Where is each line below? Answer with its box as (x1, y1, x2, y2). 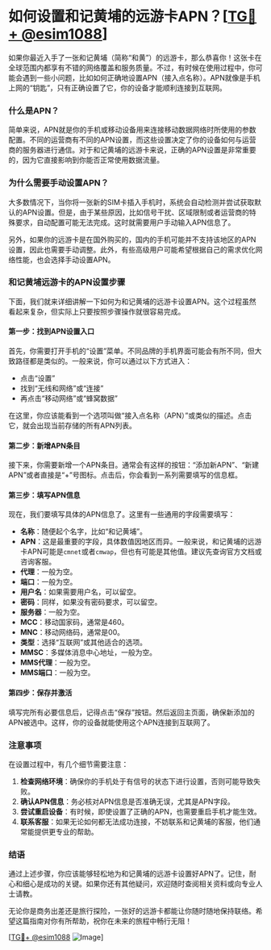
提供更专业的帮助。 (34, 827, 98, 836)
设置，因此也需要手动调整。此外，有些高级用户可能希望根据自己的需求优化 (8, 244, 256, 254)
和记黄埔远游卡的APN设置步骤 (8, 277, 126, 288)
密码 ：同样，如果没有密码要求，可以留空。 (19, 598, 162, 607)
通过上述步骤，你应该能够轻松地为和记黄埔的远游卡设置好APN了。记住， (8, 869, 250, 879)
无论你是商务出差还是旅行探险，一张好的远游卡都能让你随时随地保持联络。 (8, 906, 256, 916)
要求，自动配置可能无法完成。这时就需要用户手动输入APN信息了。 (15, 217, 236, 227)
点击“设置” (19, 373, 56, 383)
